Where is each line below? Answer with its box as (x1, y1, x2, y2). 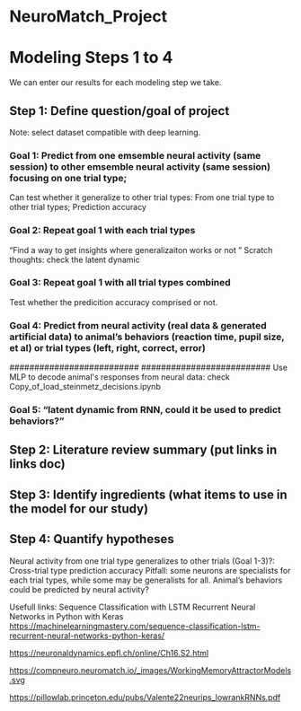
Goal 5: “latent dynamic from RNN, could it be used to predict (9, 404, 281, 417)
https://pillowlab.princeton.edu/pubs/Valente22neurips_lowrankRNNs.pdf (9, 691, 281, 702)
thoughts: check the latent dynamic (9, 254, 141, 265)
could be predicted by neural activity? (9, 584, 150, 594)
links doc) (9, 456, 66, 472)
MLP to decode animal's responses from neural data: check (9, 372, 231, 382)
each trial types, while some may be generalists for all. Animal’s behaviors (9, 575, 283, 585)
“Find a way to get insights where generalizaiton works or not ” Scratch (9, 244, 273, 255)
